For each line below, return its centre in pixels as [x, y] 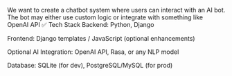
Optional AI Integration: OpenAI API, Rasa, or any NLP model [93, 52]
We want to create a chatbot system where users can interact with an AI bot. [116, 10]
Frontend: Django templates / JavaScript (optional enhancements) [101, 38]
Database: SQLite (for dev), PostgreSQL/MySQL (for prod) [90, 65]
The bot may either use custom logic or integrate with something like [105, 17]
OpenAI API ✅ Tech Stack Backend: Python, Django [81, 25]
